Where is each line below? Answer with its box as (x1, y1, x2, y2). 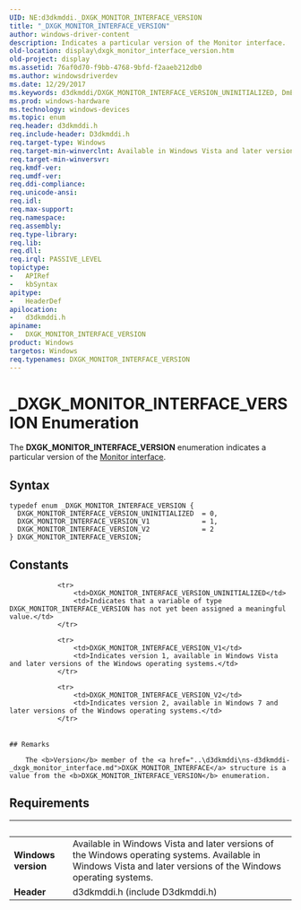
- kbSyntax (9, 280, 58, 289)
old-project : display (9, 55, 90, 64)
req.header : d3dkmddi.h (9, 122, 99, 131)
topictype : (9, 264, 50, 273)
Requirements (9, 795, 90, 811)
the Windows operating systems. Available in (73, 848, 262, 861)
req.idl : (9, 196, 42, 206)
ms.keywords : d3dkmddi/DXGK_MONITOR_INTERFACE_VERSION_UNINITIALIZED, (9, 88, 279, 97)
